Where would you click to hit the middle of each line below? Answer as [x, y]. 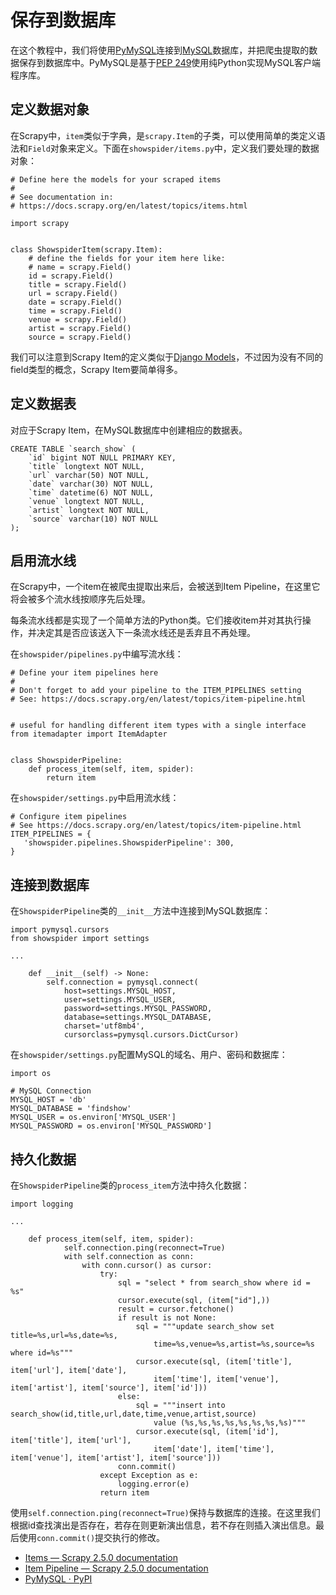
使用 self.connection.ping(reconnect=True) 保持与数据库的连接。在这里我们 [165, 1512]
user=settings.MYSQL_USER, [120, 1000]
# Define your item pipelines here [84, 673]
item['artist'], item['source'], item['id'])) [109, 1388]
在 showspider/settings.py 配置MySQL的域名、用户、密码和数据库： [149, 1055]
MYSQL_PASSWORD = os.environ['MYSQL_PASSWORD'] [111, 1126]
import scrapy [40, 223]
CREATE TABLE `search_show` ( [73, 449]
